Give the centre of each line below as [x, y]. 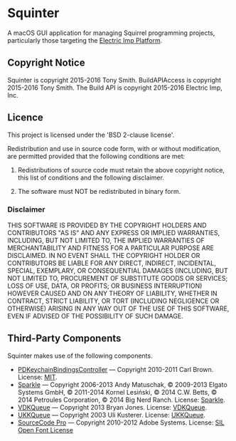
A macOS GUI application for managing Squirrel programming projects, [111, 33]
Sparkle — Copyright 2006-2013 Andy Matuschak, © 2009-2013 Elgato [122, 384]
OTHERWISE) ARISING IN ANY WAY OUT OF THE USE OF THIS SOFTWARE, [118, 308]
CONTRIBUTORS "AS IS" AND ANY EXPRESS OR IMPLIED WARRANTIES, [114, 232]
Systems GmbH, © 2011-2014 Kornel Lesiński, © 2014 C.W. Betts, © [117, 392]
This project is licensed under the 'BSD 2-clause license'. [91, 135]
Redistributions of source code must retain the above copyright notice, [121, 170]
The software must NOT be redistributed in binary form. [99, 191]
